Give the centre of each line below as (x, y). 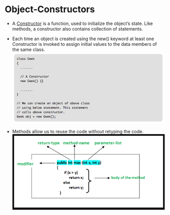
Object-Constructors (50, 9)
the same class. (28, 49)
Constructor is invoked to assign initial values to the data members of (84, 44)
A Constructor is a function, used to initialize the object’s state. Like (82, 23)
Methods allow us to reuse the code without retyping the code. (78, 132)
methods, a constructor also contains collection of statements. (77, 28)
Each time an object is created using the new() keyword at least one (83, 39)
